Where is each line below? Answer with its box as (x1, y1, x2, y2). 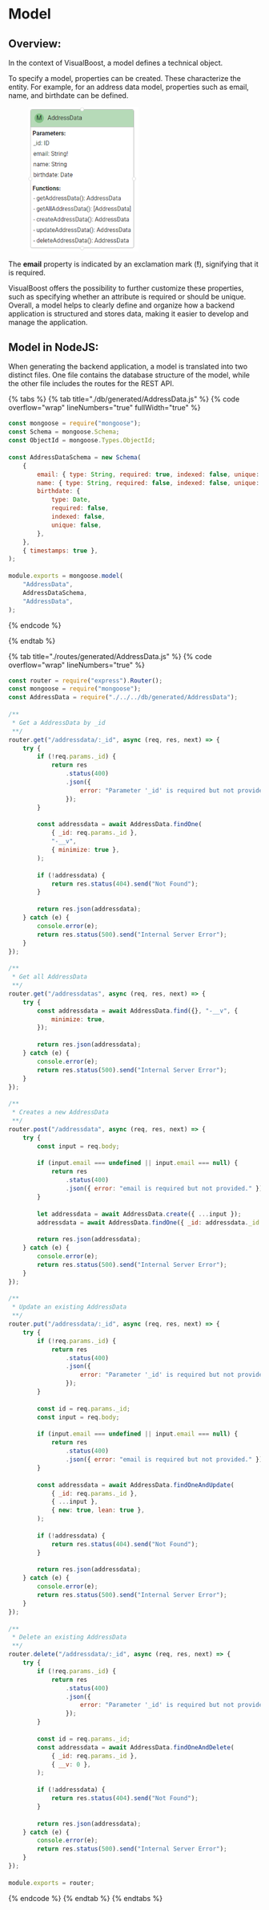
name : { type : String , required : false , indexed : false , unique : (37, 479, 260, 487)
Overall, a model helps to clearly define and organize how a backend (8, 300, 235, 310)
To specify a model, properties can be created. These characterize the (8, 74, 242, 83)
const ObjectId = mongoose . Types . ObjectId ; (8, 437, 156, 445)
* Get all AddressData (11, 973, 88, 981)
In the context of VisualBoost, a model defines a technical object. (8, 58, 223, 67)
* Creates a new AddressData (11, 1109, 110, 1117)
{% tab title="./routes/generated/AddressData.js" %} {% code (8, 651, 212, 661)
